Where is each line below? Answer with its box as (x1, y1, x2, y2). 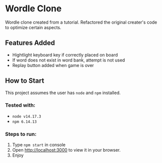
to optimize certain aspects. (5, 24, 61, 30)
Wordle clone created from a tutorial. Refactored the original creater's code (5, 19, 158, 25)
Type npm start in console (12, 142, 66, 148)
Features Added (5, 39, 55, 47)
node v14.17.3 (12, 114, 41, 119)
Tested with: (5, 102, 36, 109)
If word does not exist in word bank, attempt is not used (12, 57, 125, 63)
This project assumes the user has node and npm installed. (5, 90, 121, 96)
